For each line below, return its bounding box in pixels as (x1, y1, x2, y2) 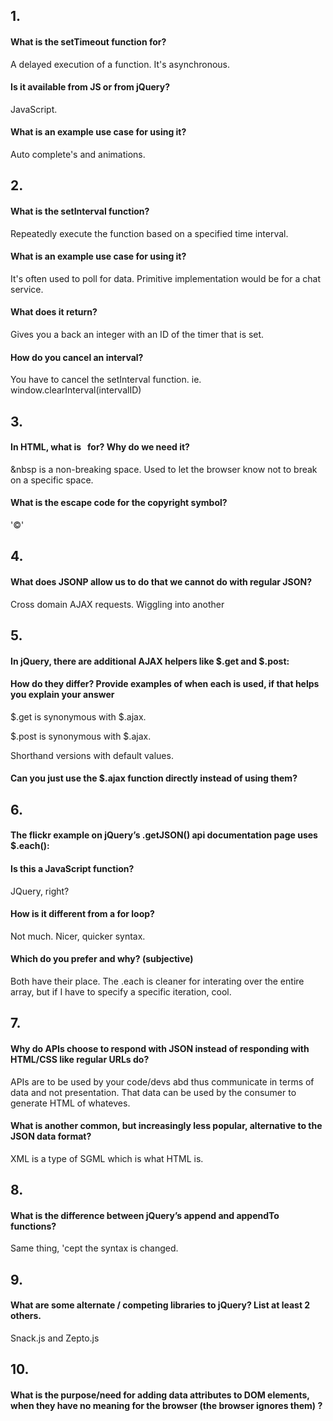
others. (10, 1310, 42, 1322)
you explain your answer (10, 689, 115, 701)
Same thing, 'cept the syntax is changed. (10, 1242, 179, 1254)
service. (10, 283, 44, 295)
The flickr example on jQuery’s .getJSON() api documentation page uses (10, 829, 318, 841)
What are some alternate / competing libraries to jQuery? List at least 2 (10, 1299, 311, 1311)
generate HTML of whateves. (10, 1097, 131, 1109)
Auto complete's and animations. (10, 149, 146, 160)
